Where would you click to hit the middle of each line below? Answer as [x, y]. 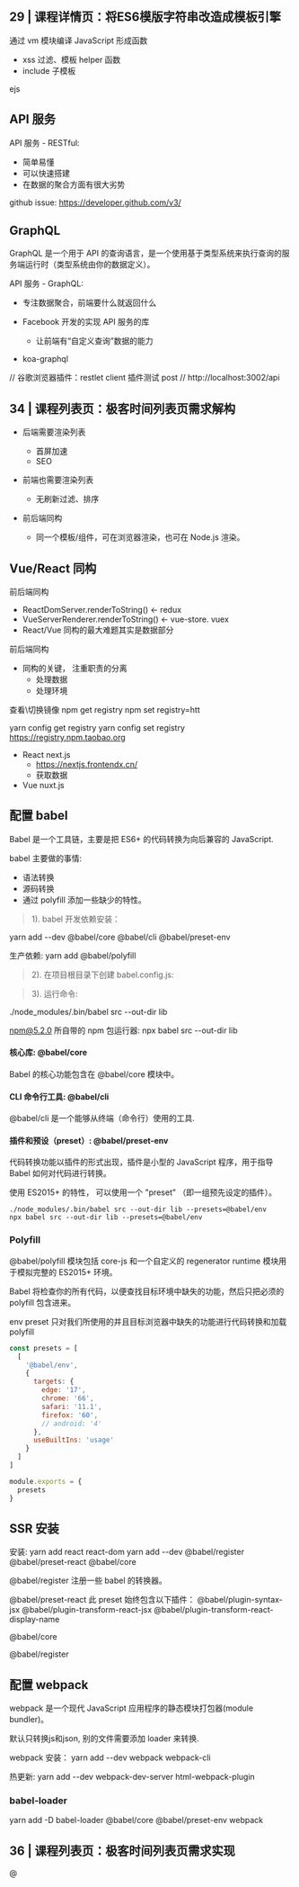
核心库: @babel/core [48, 1053]
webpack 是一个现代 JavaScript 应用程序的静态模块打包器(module [132, 1708]
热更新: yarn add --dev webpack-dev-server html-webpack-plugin [132, 1777]
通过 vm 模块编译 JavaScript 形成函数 [79, 40]
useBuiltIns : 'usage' [74, 1440]
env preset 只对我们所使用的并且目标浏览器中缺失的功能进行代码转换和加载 [148, 1321]
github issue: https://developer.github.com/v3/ [95, 202]
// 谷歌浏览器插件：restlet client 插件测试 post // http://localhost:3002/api [145, 378]
